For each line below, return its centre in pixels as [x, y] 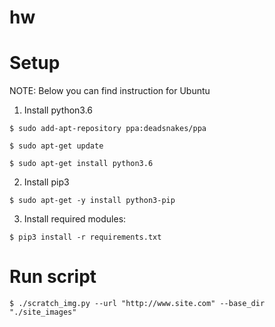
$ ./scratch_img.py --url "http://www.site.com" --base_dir [137, 304]
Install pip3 [46, 182]
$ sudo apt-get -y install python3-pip [92, 201]
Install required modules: [75, 219]
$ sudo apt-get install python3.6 [81, 164]
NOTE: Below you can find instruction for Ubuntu [110, 91]
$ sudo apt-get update [56, 146]
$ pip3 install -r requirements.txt [85, 237]
